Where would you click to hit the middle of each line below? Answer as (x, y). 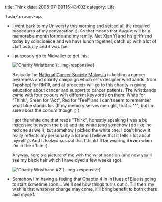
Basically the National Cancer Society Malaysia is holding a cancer (79, 74)
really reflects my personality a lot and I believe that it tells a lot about (81, 135)
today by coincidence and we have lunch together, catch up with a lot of (84, 41)
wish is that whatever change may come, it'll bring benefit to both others (84, 189)
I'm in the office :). (30, 146)
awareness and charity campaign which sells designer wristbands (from (84, 80)
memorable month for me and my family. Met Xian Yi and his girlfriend (82, 36)
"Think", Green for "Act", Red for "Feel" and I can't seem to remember (81, 100)
